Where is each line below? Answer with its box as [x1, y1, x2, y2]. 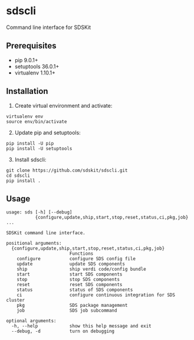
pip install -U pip [6, 140, 54, 146]
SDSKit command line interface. [6, 230, 86, 236]
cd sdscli [6, 173, 31, 179]
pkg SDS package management [17, 303, 128, 309]
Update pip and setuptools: [14, 129, 81, 136]
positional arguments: [6, 241, 62, 247]
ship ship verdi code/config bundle [17, 266, 146, 273]
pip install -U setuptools [6, 145, 73, 151]
